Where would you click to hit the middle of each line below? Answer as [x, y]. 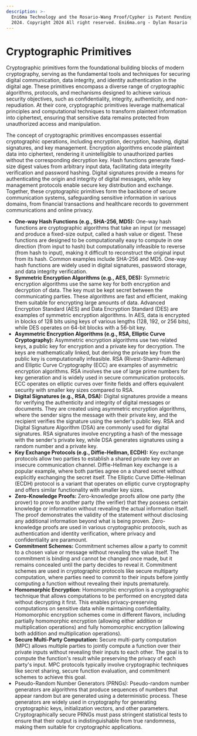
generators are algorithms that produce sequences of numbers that [96, 690]
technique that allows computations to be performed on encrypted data [101, 596]
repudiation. [21, 105]
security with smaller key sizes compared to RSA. [74, 390]
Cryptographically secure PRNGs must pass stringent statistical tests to [101, 715]
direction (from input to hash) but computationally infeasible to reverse [100, 247]
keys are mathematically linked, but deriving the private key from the [97, 352]
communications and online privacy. [50, 210]
